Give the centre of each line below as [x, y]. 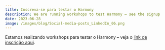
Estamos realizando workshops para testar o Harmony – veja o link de [76, 37]
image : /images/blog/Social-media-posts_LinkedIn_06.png [65, 23]
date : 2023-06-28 [23, 19]
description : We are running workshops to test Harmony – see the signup [83, 14]
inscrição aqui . [20, 43]
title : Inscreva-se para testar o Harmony [49, 10]
